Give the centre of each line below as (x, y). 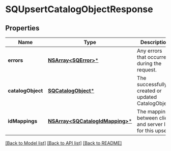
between (147, 118)
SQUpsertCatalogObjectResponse (79, 9)
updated (147, 97)
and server (150, 124)
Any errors (149, 51)
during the (149, 63)
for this (145, 130)
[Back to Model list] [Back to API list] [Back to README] (64, 143)
